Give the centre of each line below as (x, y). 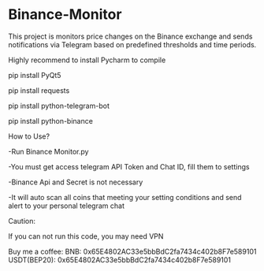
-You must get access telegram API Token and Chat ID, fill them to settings (129, 166)
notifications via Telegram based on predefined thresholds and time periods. (132, 44)
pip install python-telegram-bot (59, 106)
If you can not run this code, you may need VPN (86, 236)
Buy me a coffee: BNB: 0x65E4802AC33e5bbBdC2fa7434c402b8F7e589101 (132, 251)
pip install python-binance (50, 121)
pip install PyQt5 (35, 75)
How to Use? (29, 136)
